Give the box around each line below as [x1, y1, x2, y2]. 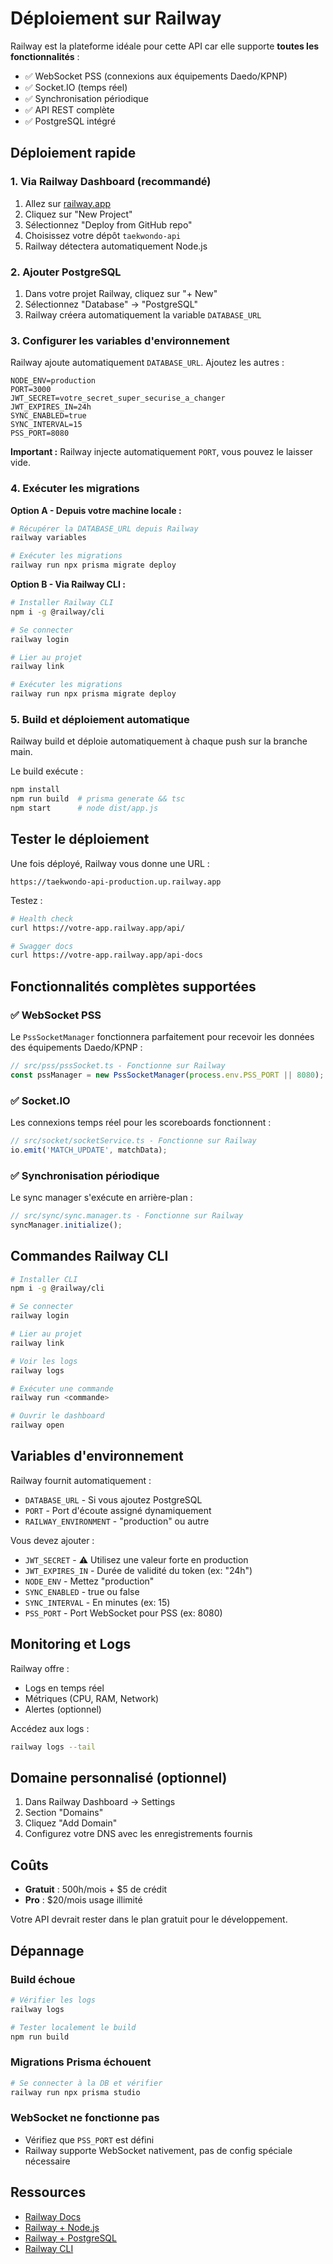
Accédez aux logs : [10, 1722, 90, 1734]
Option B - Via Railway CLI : [10, 578, 126, 591]
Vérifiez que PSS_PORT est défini [24, 2133, 155, 2146]
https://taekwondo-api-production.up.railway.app [10, 877, 222, 887]
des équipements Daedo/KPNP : [10, 1041, 143, 1053]
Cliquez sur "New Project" [24, 208, 133, 220]
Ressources [10, 2184, 87, 2201]
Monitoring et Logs [10, 1636, 132, 1653]
